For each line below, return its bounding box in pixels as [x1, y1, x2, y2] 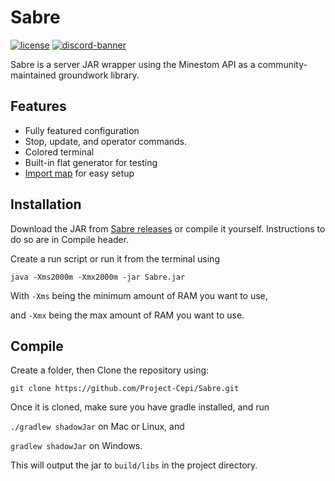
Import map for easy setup [24, 167, 135, 179]
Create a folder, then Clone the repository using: [10, 364, 210, 376]
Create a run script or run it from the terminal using [10, 252, 220, 265]
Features [10, 98, 67, 115]
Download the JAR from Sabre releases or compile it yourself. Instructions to [10, 222, 326, 235]
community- [257, 58, 308, 70]
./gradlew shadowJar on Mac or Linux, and [10, 421, 185, 433]
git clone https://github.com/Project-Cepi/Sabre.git [10, 384, 240, 394]
